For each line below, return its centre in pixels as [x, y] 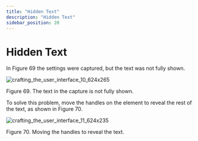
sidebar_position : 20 [33, 23]
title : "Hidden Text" [33, 12]
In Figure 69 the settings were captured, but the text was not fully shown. [96, 68]
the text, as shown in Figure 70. [44, 109]
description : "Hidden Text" [41, 17]
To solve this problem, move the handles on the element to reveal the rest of [99, 103]
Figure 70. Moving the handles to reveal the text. [65, 132]
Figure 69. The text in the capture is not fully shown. [70, 91]
